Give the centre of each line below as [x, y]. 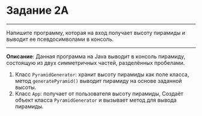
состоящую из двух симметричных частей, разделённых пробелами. [96, 63]
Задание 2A [38, 11]
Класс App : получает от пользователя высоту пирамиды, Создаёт [99, 93]
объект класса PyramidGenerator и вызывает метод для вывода [96, 100]
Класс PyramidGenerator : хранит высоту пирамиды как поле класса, [102, 74]
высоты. [26, 87]
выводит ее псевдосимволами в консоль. [60, 39]
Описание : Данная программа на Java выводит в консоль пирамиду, [96, 56]
